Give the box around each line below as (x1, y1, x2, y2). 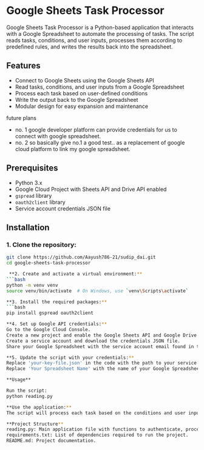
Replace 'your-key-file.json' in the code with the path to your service (6, 360, 197, 366)
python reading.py (6, 393, 53, 399)
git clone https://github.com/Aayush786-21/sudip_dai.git (6, 254, 156, 261)
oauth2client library (15, 198, 66, 206)
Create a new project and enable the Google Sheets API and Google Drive (6, 332, 197, 338)
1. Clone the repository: (6, 240, 77, 249)
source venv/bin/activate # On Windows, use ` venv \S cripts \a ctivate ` (6, 287, 189, 294)
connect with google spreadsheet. (15, 132, 101, 139)
